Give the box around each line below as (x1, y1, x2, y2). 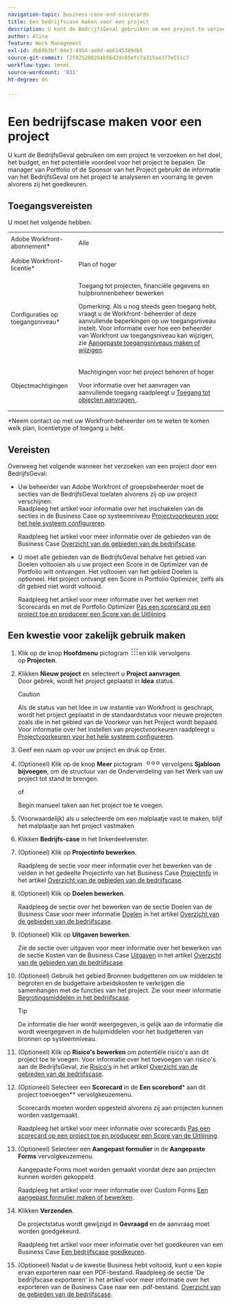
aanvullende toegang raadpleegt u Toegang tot (78, 388, 211, 396)
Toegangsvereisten (8, 200, 93, 212)
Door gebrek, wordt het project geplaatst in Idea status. (17, 676, 175, 685)
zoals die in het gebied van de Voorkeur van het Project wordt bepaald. (17, 717, 219, 726)
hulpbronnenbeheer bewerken (78, 289, 164, 298)
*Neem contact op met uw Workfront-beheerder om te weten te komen (8, 417, 210, 425)
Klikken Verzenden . (17, 1206, 74, 1214)
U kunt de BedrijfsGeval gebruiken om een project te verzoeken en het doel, (8, 151, 222, 159)
